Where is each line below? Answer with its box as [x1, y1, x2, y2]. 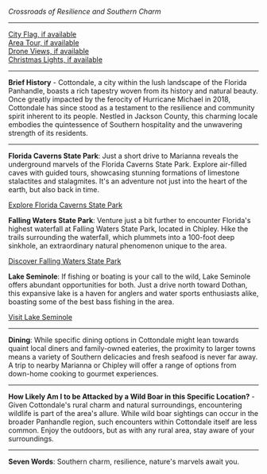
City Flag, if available [8, 29, 77, 39]
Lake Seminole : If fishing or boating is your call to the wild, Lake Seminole [8, 272, 251, 281]
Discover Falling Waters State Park [8, 256, 122, 265]
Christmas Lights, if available [8, 55, 103, 64]
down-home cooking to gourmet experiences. [8, 369, 159, 378]
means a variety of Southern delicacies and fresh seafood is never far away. [8, 353, 258, 361]
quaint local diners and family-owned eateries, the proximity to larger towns [8, 344, 256, 353]
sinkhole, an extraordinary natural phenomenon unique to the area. [8, 241, 227, 250]
